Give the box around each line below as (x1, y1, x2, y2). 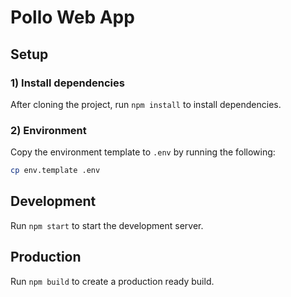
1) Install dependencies (10, 76, 125, 90)
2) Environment (10, 123, 87, 137)
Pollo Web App (10, 6, 135, 29)
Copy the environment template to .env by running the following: (10, 146, 276, 158)
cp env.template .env (10, 166, 101, 176)
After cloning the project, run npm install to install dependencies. (10, 98, 282, 110)
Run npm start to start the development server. (10, 219, 204, 231)
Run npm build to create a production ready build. (10, 275, 215, 287)
